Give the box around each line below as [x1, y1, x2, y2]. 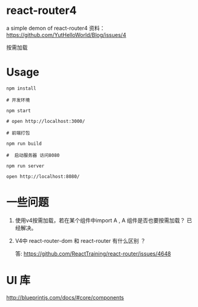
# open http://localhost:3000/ [6, 118, 85, 124]
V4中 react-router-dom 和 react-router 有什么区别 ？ [15, 237, 146, 244]
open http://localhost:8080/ [6, 173, 80, 179]
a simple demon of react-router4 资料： [6, 24, 105, 31]
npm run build [6, 140, 42, 147]
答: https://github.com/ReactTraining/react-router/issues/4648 [15, 249, 171, 257]
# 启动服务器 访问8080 [6, 152, 60, 158]
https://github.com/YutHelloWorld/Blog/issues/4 [6, 31, 127, 38]
